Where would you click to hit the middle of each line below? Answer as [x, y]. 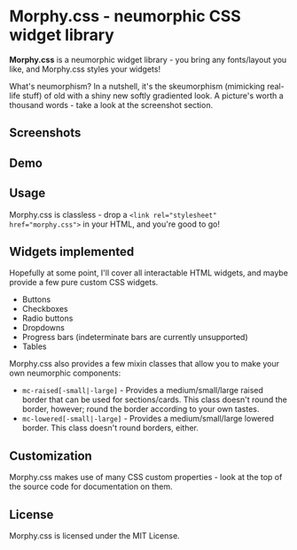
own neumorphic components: [65, 373]
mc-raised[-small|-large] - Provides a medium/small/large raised [143, 391]
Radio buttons [47, 318]
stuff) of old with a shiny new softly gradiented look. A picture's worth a [152, 96]
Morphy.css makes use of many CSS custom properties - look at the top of [146, 477]
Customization [51, 456]
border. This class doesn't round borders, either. [110, 428]
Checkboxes [45, 309]
